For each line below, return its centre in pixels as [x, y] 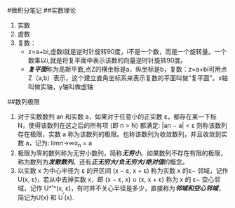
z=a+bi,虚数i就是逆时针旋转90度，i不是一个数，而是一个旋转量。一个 [127, 52]
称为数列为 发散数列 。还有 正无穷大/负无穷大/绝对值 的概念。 [103, 162]
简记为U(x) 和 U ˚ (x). [46, 197]
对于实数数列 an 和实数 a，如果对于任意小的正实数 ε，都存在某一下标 [117, 117]
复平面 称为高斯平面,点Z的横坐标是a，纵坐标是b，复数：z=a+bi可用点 [127, 69]
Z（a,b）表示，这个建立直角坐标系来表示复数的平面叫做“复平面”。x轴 [128, 78]
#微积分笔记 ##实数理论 [42, 10]
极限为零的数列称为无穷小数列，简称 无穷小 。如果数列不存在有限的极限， [122, 152]
